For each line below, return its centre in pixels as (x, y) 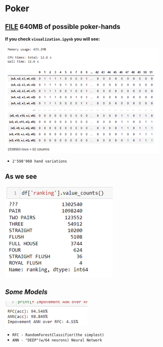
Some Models (26, 292)
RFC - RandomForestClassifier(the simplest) (58, 335)
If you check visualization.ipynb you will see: (52, 39)
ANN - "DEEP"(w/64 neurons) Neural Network (57, 340)
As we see (21, 176)
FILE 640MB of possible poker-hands (63, 27)
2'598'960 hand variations (40, 161)
